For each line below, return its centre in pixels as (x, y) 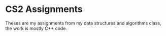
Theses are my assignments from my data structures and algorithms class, (83, 23)
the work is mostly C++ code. (36, 28)
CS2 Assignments (44, 9)
